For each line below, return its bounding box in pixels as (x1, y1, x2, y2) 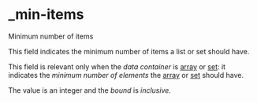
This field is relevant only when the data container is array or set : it (8, 61, 226, 72)
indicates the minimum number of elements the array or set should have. (8, 70, 244, 79)
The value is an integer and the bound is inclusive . (8, 85, 172, 95)
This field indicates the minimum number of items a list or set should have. (8, 46, 250, 56)
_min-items (8, 6, 84, 24)
